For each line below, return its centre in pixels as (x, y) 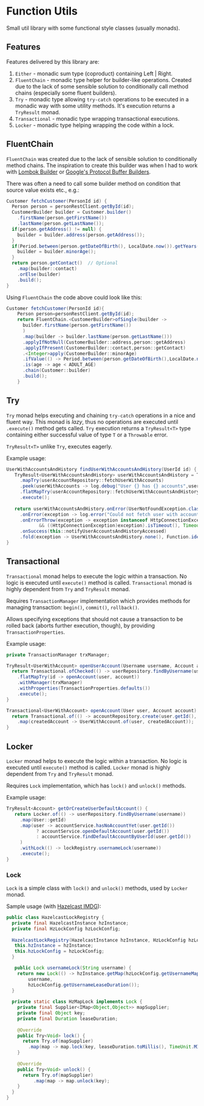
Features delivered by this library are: (53, 61)
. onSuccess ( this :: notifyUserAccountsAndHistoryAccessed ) (93, 531)
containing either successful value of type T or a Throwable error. (87, 435)
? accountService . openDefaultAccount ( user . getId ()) (103, 831)
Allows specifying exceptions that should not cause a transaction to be (95, 619)
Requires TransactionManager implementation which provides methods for (98, 601)
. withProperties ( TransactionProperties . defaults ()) (84, 688)
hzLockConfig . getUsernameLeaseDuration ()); (84, 985)
